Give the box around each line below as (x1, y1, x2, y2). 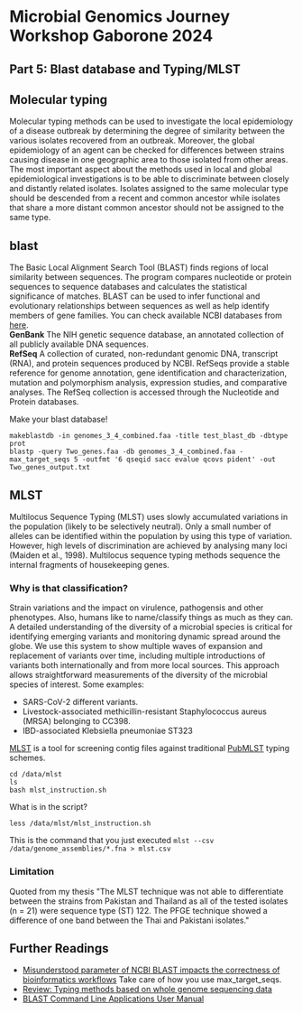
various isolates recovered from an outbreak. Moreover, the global (9, 135, 255, 146)
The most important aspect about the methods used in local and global (9, 164, 273, 175)
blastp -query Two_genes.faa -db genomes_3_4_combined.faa (9, 447, 236, 457)
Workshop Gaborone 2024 (9, 25, 214, 46)
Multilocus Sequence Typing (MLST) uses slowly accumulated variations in (9, 512, 288, 523)
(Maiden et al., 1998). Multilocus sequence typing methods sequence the (9, 550, 281, 561)
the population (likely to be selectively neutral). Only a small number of (9, 521, 272, 532)
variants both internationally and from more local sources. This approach (9, 660, 279, 671)
